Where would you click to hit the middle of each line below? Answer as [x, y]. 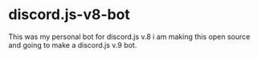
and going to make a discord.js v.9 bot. [73, 44]
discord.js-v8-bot [69, 15]
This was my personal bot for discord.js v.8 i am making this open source [129, 37]
